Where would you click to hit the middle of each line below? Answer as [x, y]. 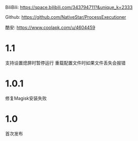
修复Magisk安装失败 [26, 98]
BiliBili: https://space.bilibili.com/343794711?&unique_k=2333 [69, 7]
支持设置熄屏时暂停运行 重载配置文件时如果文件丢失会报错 [65, 63]
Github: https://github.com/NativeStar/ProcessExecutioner [66, 17]
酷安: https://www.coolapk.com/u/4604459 [50, 28]
